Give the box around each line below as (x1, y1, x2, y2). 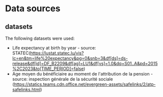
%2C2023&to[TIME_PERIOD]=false (12, 66, 84, 72)
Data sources (5, 3, 60, 14)
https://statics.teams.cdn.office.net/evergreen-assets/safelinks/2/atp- (14, 81, 156, 87)
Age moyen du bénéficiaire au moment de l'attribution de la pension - (12, 71, 153, 76)
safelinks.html (12, 87, 41, 92)
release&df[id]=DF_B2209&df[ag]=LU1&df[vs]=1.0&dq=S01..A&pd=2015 (12, 61, 158, 66)
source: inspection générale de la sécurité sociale (12, 76, 113, 82)
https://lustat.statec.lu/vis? (30, 50, 84, 56)
